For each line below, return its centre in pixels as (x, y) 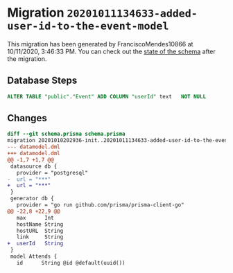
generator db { (32, 199)
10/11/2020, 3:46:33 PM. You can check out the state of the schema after (112, 51)
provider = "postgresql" (52, 173)
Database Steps (42, 81)
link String (40, 237)
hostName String (40, 224)
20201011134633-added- (132, 14)
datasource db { (34, 166)
